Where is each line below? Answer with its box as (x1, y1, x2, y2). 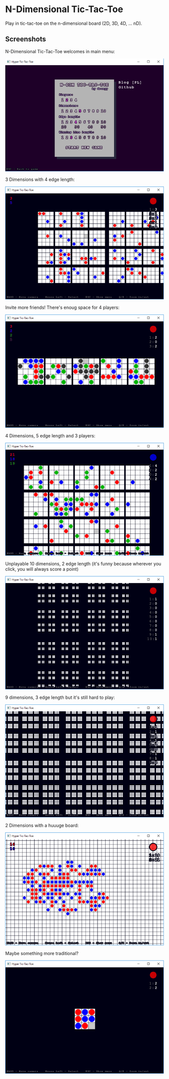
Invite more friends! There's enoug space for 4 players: (5, 304, 120, 310)
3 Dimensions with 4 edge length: (5, 176, 75, 183)
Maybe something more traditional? (5, 951, 79, 957)
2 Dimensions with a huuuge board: (5, 822, 79, 828)
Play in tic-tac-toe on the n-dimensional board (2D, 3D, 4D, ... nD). (5, 20, 142, 26)
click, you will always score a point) (5, 566, 79, 572)
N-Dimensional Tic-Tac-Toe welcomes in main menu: (5, 48, 115, 54)
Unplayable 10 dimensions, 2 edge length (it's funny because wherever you (5, 561, 161, 567)
